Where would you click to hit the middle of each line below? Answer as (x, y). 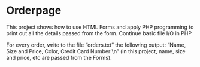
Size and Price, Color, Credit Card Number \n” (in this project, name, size (96, 51)
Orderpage (34, 10)
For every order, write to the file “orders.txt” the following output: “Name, (96, 45)
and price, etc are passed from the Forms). (59, 57)
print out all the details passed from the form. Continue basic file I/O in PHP (99, 33)
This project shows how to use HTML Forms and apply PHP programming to (100, 27)
